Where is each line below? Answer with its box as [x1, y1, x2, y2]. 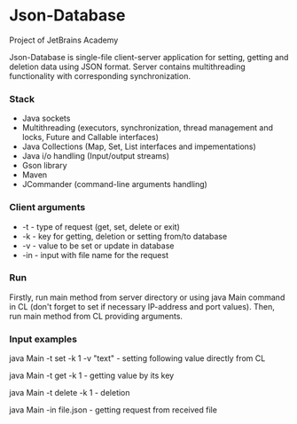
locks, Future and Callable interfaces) [21, 132, 160, 143]
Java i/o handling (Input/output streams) [21, 151, 170, 161]
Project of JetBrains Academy [9, 35, 119, 45]
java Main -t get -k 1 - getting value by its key [9, 370, 175, 381]
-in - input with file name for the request [21, 249, 168, 260]
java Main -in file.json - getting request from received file [9, 404, 217, 415]
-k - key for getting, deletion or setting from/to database [21, 231, 228, 241]
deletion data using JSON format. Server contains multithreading [9, 61, 246, 72]
